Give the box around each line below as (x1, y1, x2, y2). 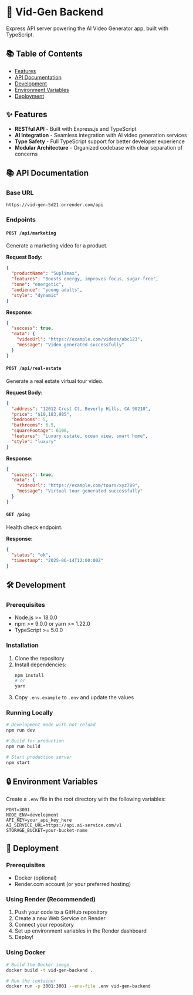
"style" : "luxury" (11, 438, 57, 444)
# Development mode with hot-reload (6, 722, 96, 728)
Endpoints (6, 216, 36, 224)
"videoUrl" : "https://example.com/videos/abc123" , (16, 336, 143, 342)
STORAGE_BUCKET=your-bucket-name (6, 827, 88, 833)
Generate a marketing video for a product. (6, 242, 108, 249)
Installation (6, 642, 39, 650)
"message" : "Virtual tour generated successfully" (16, 488, 143, 494)
